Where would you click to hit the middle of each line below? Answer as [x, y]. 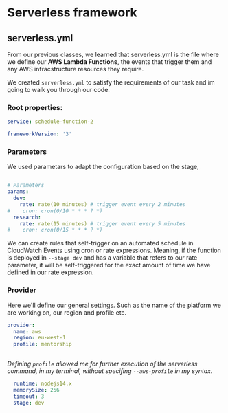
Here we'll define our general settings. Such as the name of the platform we [114, 305]
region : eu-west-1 [40, 338]
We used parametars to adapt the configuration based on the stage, [103, 167]
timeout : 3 [29, 397]
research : [27, 217]
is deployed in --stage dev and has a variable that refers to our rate [102, 258]
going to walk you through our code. [58, 90]
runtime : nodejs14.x [43, 384]
